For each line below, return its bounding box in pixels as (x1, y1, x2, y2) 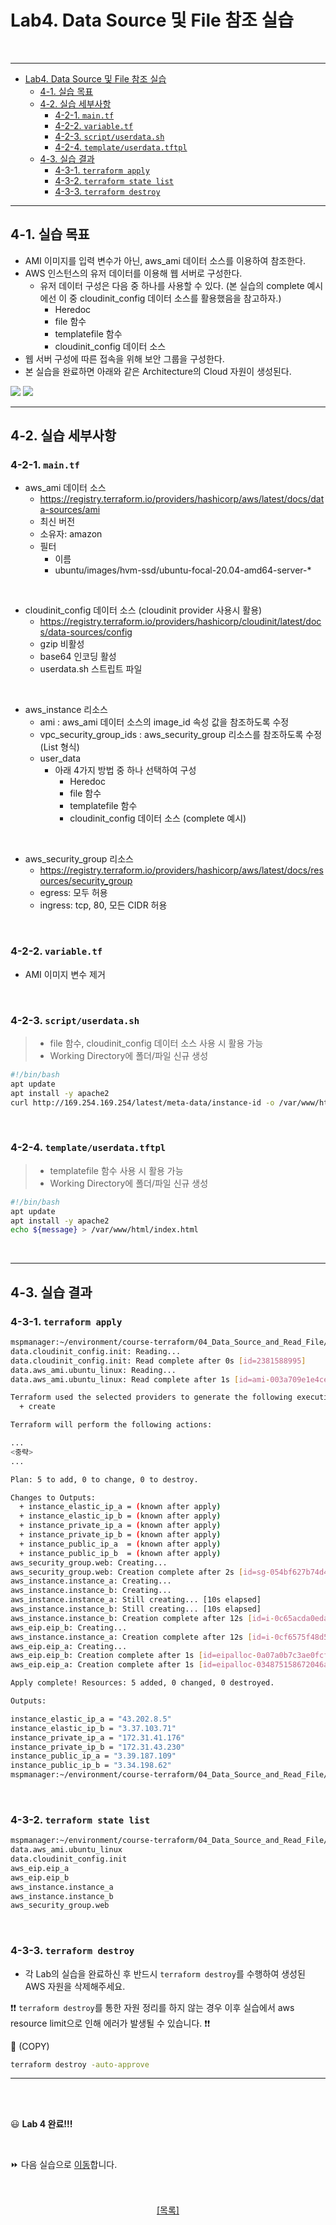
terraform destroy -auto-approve (10, 2059, 150, 2070)
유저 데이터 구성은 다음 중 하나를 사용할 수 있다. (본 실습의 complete (39, 279, 305, 291)
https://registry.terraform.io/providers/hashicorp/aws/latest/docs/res (39, 864, 324, 876)
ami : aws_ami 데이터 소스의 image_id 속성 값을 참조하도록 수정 (39, 716, 290, 728)
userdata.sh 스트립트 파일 (39, 663, 143, 675)
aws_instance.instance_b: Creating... (10, 1586, 172, 1596)
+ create (19, 1402, 56, 1412)
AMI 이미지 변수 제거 (24, 968, 106, 980)
